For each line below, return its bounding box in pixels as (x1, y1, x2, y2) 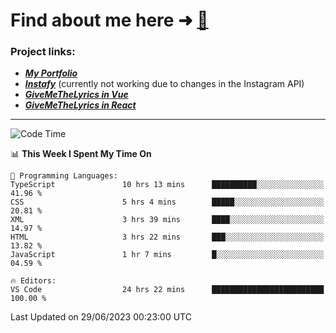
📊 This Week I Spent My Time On (10, 148, 152, 160)
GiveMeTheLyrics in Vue (24, 89, 129, 101)
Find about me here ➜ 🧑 (10, 9, 209, 32)
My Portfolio (24, 67, 78, 79)
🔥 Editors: (10, 276, 57, 286)
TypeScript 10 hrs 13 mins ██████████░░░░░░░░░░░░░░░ (10, 180, 325, 190)
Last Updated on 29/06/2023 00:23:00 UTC (10, 311, 192, 323)
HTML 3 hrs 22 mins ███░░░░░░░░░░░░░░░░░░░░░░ (10, 232, 325, 243)
